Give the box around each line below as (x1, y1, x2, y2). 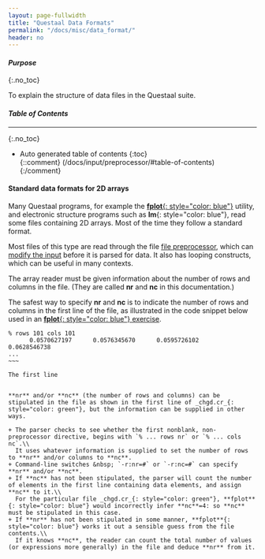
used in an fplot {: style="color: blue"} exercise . (8, 314, 162, 323)
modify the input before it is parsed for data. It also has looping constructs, (8, 250, 252, 259)
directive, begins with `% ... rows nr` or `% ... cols (54, 433, 242, 441)
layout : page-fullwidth (8, 11, 87, 20)
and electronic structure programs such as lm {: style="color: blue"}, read (8, 210, 246, 219)
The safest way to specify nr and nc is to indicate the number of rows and (8, 297, 249, 307)
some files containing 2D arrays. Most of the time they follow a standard (8, 218, 243, 227)
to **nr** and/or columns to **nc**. (8, 453, 132, 461)
